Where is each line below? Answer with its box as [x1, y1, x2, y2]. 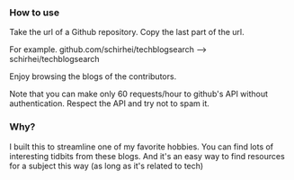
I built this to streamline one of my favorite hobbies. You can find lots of [9, 141, 274, 152]
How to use [9, 6, 60, 19]
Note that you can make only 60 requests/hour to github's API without [9, 88, 268, 100]
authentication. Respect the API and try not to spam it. [9, 98, 209, 109]
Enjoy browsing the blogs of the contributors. [9, 71, 177, 82]
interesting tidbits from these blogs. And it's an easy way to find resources [9, 150, 285, 161]
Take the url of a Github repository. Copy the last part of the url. [9, 27, 245, 38]
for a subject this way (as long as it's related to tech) [9, 160, 204, 171]
